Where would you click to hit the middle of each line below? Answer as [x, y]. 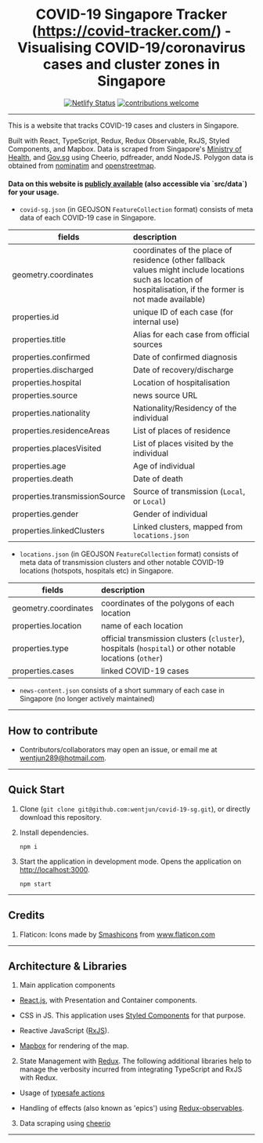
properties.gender [45, 514]
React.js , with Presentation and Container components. [108, 1000]
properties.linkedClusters [58, 531]
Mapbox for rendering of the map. [74, 1046]
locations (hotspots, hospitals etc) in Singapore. [96, 571]
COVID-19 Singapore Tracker [131, 15]
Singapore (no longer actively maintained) [87, 699]
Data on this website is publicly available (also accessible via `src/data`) [128, 184]
